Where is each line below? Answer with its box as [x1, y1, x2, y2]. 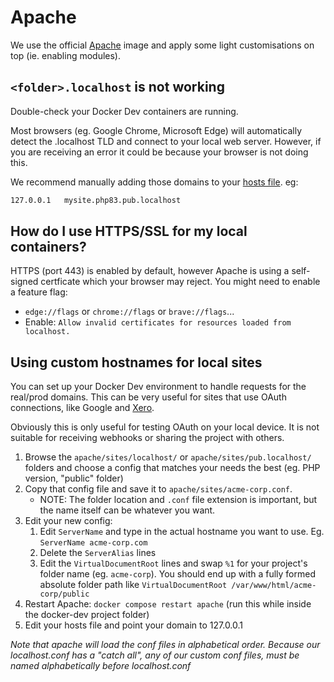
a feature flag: [10, 286, 68, 298]
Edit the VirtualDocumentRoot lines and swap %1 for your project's [39, 557, 308, 570]
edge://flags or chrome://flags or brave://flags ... [24, 306, 235, 318]
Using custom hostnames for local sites [10, 354, 263, 371]
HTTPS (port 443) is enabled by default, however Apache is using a [10, 265, 290, 277]
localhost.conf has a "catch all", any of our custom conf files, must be [10, 649, 300, 661]
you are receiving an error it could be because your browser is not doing [10, 146, 309, 158]
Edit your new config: [24, 515, 113, 527]
